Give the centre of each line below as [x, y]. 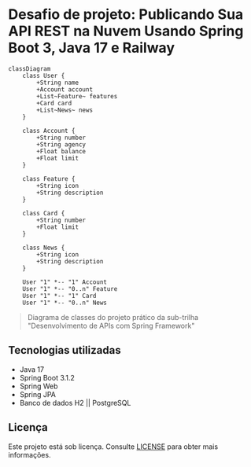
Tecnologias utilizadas [65, 350]
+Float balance [61, 151]
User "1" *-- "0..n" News [65, 303]
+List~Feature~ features [77, 96]
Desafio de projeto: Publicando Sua [126, 15]
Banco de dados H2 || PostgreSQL [75, 403]
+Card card [54, 103]
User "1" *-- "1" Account [65, 282]
